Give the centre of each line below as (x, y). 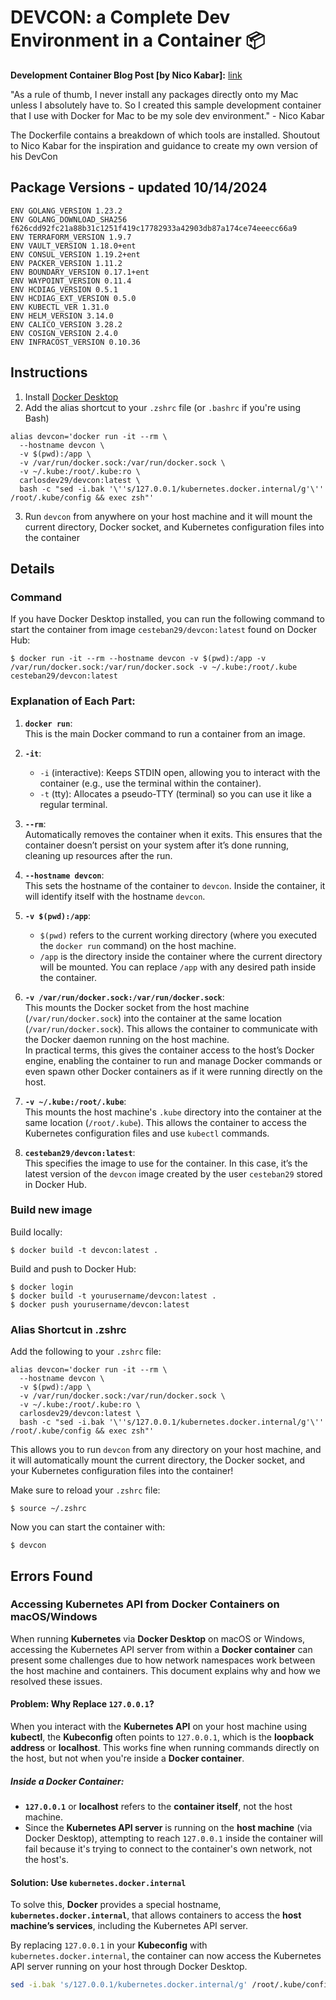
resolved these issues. (56, 1681)
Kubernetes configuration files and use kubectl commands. (147, 1133)
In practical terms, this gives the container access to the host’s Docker (169, 1050)
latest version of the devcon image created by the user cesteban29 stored (173, 1173)
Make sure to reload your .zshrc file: (85, 1490)
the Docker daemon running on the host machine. (127, 1039)
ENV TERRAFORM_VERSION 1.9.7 (71, 237)
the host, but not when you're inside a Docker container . (127, 1758)
